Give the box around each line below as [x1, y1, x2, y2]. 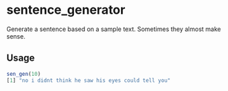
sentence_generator [6, 2, 126, 18]
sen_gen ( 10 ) [6, 70, 41, 77]
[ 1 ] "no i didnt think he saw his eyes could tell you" [6, 77, 171, 84]
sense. [6, 32, 26, 40]
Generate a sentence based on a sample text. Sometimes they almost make [6, 25, 222, 33]
